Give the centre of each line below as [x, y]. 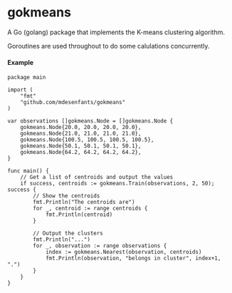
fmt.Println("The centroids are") [84, 202]
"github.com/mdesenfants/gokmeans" [73, 103]
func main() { [28, 171]
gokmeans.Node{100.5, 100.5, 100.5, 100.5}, [87, 140]
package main [27, 78]
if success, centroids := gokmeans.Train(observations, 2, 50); [117, 184]
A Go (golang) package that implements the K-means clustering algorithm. [116, 32]
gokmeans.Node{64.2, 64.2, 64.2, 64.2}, [81, 153]
